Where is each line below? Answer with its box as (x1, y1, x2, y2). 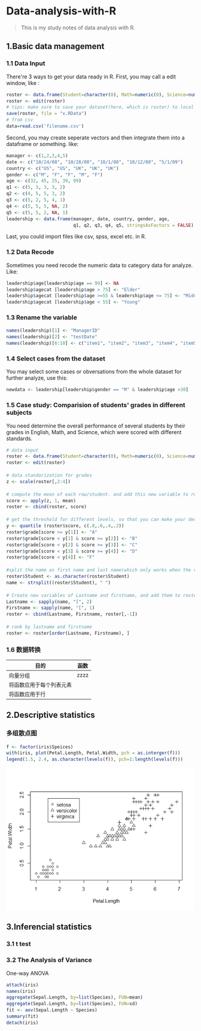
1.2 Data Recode (6, 248, 54, 256)
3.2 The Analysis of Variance (6, 956, 92, 965)
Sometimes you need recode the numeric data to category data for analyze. (6, 262, 193, 269)
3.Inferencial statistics (6, 922, 92, 932)
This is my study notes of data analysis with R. (20, 24, 136, 31)
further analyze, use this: (6, 374, 68, 381)
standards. (6, 435, 33, 442)
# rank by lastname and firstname (6, 624, 93, 630)
